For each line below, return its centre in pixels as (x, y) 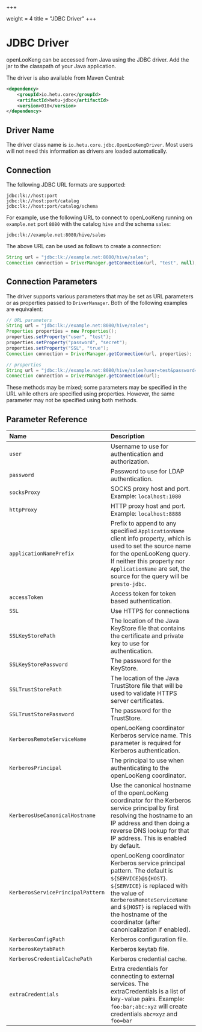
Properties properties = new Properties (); (62, 332)
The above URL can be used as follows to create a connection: (84, 246)
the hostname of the (139, 914)
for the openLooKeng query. (150, 554)
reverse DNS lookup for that (150, 831)
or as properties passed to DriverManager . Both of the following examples (97, 303)
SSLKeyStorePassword (38, 665)
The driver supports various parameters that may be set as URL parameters (100, 296)
